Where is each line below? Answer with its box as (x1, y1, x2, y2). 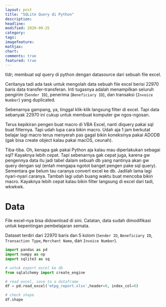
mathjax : (5, 44, 23, 49)
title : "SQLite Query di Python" (5, 12, 74, 17)
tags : (5, 35, 16, 40)
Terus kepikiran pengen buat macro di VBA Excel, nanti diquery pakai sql (5, 122, 154, 127)
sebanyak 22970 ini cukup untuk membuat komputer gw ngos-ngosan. (5, 112, 150, 118)
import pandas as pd (5, 247, 48, 252)
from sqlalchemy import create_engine (5, 270, 85, 275)
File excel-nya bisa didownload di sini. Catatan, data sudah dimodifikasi (5, 218, 151, 224)
